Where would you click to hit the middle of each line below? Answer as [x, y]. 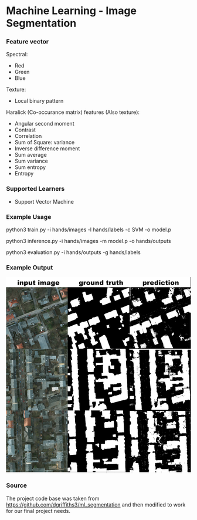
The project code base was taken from [53, 498]
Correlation [28, 136]
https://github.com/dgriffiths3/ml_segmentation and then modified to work [96, 504]
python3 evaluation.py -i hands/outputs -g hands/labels [73, 252]
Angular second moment [44, 124]
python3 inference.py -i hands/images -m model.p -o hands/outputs [89, 241]
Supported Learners [35, 189]
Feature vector [28, 42]
